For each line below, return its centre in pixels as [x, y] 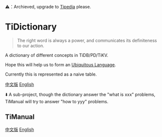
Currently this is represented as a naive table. [51, 74]
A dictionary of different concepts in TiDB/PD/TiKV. [57, 55]
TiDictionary [31, 27]
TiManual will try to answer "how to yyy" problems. [57, 101]
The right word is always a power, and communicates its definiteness [87, 40]
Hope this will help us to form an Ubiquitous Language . [61, 64]
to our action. [30, 46]
